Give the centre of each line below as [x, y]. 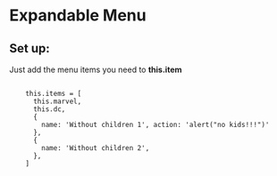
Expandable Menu [78, 16]
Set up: [30, 48]
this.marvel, [57, 101]
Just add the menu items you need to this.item [96, 69]
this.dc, [49, 109]
